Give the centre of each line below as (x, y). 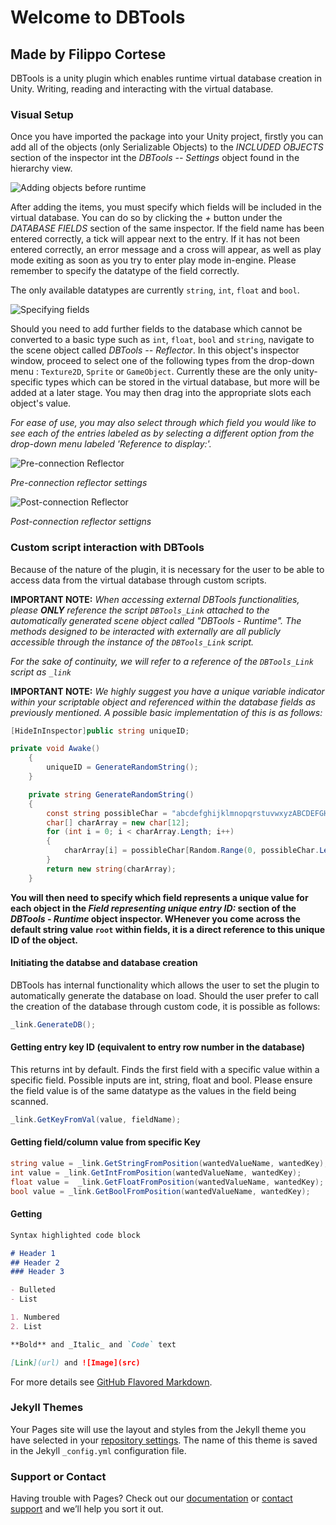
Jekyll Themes (47, 1408)
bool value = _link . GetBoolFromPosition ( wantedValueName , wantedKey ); (160, 1191)
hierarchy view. (41, 168)
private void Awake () (55, 749)
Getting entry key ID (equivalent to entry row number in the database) (158, 1047)
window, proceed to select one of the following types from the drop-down (162, 361)
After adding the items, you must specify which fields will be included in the (166, 207)
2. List (26, 1326)
